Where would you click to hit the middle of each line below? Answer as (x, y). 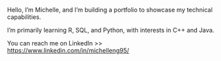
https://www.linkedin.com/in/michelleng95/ (68, 50)
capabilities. (24, 17)
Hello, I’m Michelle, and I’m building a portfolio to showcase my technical (110, 10)
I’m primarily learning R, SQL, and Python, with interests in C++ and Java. (111, 30)
